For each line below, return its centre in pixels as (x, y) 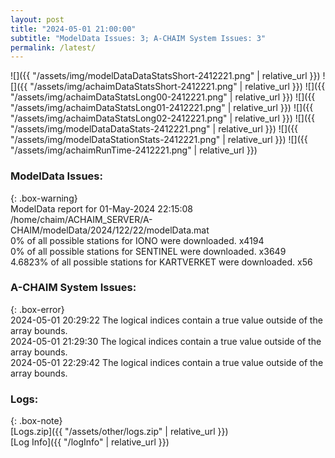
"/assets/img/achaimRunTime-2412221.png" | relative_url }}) (134, 150)
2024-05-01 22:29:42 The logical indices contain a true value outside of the (167, 362)
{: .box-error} (37, 309)
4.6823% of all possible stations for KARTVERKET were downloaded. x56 (161, 262)
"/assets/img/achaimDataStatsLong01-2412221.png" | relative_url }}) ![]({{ (162, 108)
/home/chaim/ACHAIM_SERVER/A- (81, 219)
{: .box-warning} (44, 198)
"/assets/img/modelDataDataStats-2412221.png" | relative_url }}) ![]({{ (154, 129)
